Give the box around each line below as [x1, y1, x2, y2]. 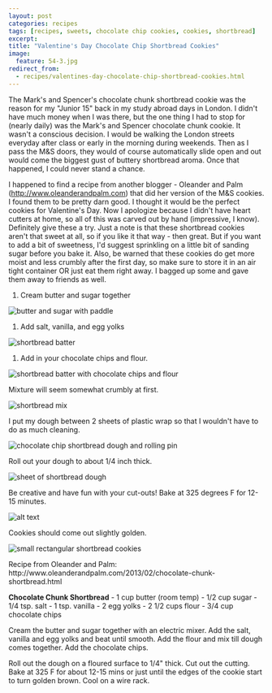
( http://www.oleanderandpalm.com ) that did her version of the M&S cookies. [8, 188, 265, 197]
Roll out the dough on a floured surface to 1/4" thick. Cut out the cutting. [8, 658, 250, 668]
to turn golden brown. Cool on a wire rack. [8, 675, 150, 685]
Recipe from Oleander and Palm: [8, 559, 118, 569]
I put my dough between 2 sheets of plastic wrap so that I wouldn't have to [8, 416, 259, 426]
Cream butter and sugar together [19, 290, 132, 300]
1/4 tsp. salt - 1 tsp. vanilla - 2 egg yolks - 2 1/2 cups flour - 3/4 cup [8, 600, 234, 610]
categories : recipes [8, 19, 79, 28]
